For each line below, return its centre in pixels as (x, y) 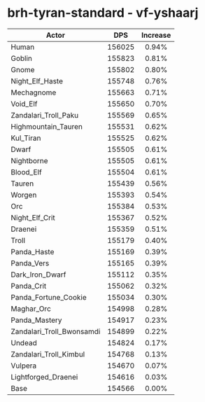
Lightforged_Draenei (44, 377)
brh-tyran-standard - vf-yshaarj (103, 13)
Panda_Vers (30, 263)
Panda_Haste (33, 251)
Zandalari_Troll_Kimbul (48, 354)
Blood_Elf (26, 172)
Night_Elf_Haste (37, 81)
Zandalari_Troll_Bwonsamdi (56, 331)
